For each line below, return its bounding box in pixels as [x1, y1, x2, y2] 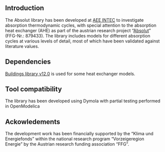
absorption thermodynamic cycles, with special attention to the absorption [5, 22, 157, 28]
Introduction [5, 4, 44, 12]
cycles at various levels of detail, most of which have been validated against [5, 38, 160, 44]
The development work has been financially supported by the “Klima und [5, 131, 154, 137]
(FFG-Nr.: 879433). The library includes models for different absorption [5, 33, 151, 38]
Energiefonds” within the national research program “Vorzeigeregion [5, 136, 145, 142]
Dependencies [5, 58, 51, 66]
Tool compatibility [5, 85, 62, 93]
